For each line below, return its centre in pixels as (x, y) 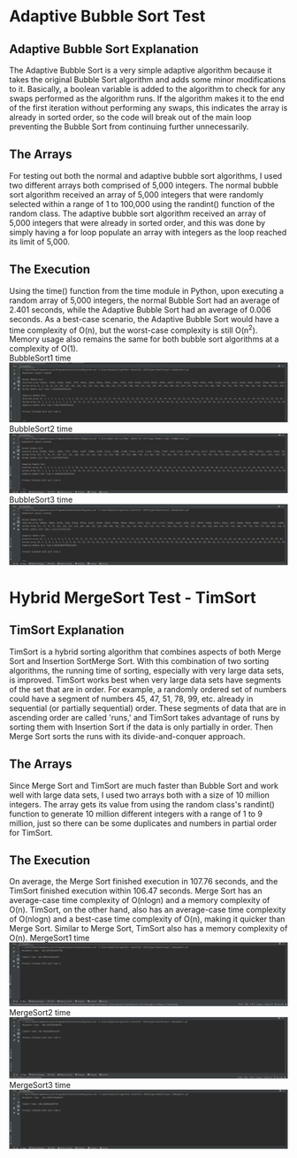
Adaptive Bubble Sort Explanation (104, 49)
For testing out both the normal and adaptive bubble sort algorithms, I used (146, 175)
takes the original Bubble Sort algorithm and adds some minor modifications (148, 80)
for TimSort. (31, 832)
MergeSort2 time (40, 1012)
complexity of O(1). (44, 349)
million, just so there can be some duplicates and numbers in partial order (143, 823)
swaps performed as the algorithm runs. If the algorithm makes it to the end (147, 98)
